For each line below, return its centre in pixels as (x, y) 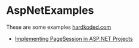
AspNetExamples (50, 10)
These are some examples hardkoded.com (59, 27)
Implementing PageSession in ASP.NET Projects (74, 38)
